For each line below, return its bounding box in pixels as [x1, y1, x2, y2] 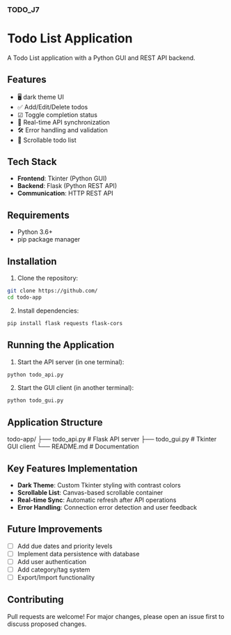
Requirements [7, 209, 70, 221]
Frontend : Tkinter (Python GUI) [17, 174, 107, 182]
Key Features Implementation [7, 462, 138, 474]
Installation [7, 256, 57, 267]
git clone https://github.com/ [7, 288, 98, 295]
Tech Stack [7, 156, 57, 168]
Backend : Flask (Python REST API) [17, 182, 117, 190]
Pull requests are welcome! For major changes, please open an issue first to [7, 612, 225, 620]
